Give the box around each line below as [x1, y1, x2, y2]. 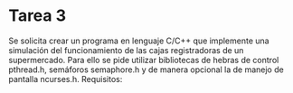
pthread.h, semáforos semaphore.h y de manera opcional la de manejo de [8, 64, 284, 75]
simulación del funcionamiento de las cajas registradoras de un [8, 44, 244, 55]
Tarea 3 [8, 5, 67, 26]
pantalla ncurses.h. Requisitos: [8, 73, 123, 84]
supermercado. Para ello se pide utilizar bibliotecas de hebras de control [8, 54, 279, 65]
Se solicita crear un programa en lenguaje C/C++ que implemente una [8, 35, 269, 46]
